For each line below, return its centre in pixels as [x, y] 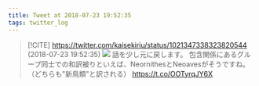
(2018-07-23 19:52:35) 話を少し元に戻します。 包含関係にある [132, 54]
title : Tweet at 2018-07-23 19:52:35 [70, 15]
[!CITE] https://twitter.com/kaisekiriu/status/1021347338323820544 [137, 45]
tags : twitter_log [38, 23]
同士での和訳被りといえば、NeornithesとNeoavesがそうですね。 [145, 64]
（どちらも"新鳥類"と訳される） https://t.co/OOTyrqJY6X [120, 73]
